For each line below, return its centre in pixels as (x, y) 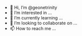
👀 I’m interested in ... (31, 13)
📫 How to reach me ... (33, 28)
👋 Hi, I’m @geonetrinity (33, 8)
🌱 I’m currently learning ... (36, 18)
